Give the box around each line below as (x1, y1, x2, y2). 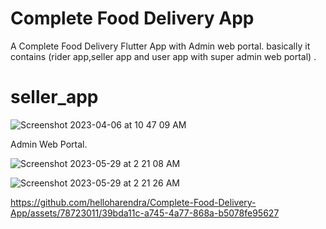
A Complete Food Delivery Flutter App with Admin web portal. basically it (10, 40, 311, 52)
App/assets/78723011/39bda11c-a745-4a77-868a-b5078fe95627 (10, 207, 280, 219)
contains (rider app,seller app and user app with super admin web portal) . (10, 50, 317, 62)
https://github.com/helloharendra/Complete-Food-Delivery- (10, 196, 257, 208)
